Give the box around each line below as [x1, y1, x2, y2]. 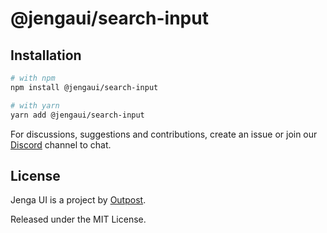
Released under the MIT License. [10, 213, 147, 226]
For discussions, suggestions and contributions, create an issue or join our [10, 128, 318, 140]
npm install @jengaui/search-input [10, 82, 159, 92]
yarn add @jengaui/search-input [10, 110, 145, 120]
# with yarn [10, 100, 60, 111]
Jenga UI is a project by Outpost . [10, 194, 147, 206]
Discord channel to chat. [10, 138, 112, 151]
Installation [10, 47, 82, 64]
